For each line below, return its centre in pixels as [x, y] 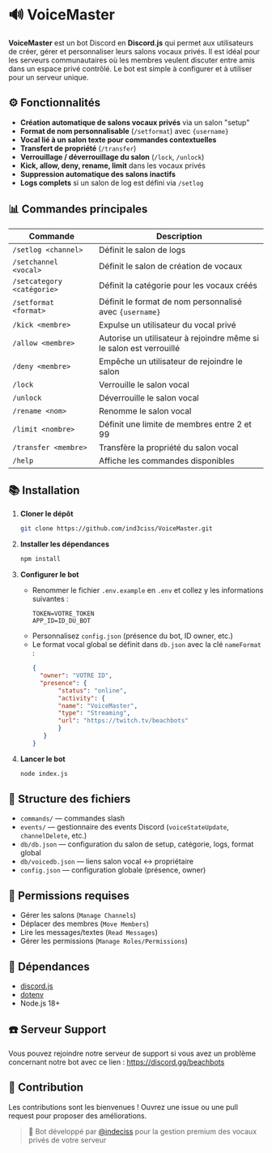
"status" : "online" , [92, 690]
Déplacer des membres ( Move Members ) [85, 924]
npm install [40, 559]
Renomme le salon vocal [145, 411]
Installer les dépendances [64, 544]
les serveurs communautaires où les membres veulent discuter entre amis [132, 60]
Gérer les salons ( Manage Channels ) [78, 915]
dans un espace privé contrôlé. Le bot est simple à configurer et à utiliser [130, 68]
